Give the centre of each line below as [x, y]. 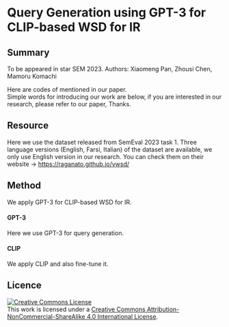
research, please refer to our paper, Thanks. [69, 104]
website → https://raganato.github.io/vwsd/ [68, 164]
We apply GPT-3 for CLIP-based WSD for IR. [69, 202]
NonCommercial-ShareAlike [46, 316]
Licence [25, 286]
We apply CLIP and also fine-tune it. [58, 264]
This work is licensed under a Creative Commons [76, 309]
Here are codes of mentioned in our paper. [67, 89]
